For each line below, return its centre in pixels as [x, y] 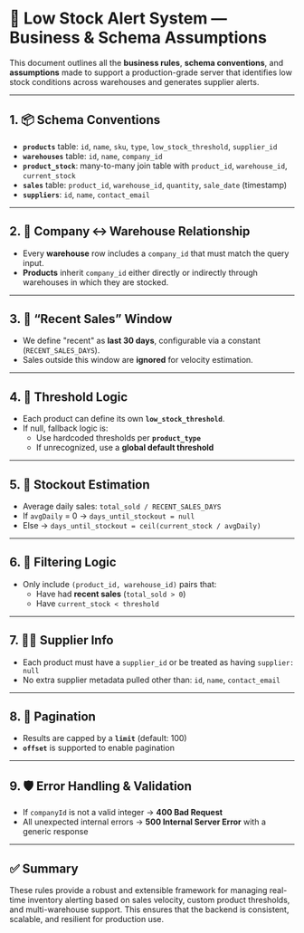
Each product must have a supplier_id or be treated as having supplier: [158, 662]
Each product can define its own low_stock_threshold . [123, 419]
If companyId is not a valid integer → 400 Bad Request [123, 813]
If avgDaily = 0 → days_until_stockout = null [109, 516]
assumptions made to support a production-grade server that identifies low [151, 72]
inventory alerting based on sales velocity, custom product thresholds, [159, 900]
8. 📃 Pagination [53, 717]
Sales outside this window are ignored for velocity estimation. [138, 360]
